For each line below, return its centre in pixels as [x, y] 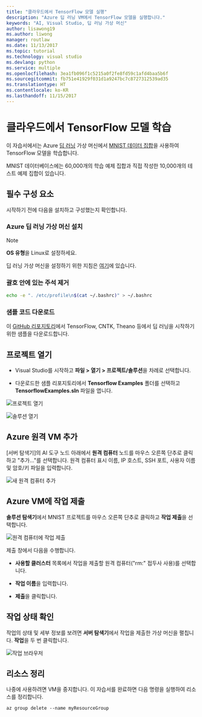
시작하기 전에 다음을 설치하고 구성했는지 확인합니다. [67, 210]
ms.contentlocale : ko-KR [37, 90]
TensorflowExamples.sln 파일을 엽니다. [64, 391]
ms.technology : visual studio [44, 57]
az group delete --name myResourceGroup [58, 709]
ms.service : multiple [33, 68]
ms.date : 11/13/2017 [32, 46]
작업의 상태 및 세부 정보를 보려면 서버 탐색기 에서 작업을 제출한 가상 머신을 [92, 633]
